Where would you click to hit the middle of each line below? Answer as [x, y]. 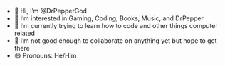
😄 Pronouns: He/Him [45, 55]
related [25, 33]
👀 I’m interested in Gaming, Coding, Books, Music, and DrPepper [109, 18]
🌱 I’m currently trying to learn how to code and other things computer [116, 26]
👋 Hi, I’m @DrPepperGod [51, 11]
